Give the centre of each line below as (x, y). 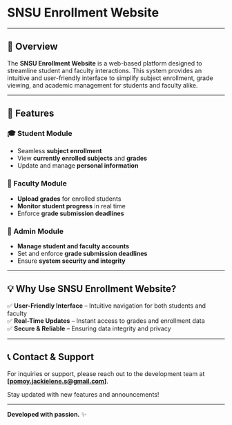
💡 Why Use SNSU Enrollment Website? (92, 289)
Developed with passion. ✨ (47, 414)
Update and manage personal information (78, 166)
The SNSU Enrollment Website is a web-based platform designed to (105, 63)
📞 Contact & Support (51, 357)
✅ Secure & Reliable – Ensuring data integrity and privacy (89, 328)
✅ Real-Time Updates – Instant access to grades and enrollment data (106, 320)
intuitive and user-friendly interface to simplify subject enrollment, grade (110, 78)
